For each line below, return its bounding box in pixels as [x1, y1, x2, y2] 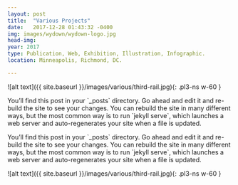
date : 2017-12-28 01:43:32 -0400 [7, 23, 113, 31]
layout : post [7, 10, 46, 18]
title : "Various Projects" [7, 17, 91, 24]
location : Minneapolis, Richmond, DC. [7, 57, 123, 64]
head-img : [7, 37, 37, 44]
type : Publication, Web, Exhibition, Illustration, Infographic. [7, 51, 205, 58]
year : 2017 [7, 43, 40, 51]
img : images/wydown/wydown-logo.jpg [7, 30, 116, 38]
